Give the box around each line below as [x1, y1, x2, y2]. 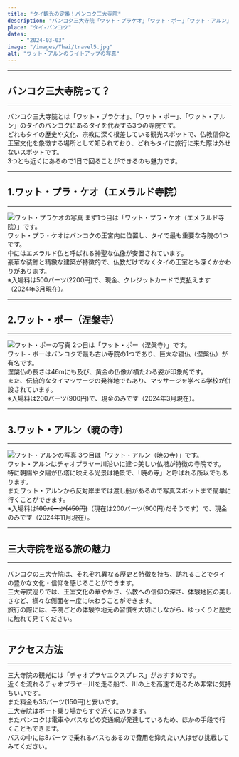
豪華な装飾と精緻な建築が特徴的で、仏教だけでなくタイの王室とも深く [7, 257, 213, 266]
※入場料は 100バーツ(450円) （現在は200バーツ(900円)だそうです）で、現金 [7, 504, 228, 513]
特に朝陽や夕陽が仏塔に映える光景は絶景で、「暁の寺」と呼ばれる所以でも [7, 468, 223, 478]
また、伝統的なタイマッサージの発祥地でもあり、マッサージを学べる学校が [7, 376, 225, 385]
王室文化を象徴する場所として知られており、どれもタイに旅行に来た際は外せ [7, 138, 231, 147]
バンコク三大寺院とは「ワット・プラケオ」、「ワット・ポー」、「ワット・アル [7, 112, 226, 120]
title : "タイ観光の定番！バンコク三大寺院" [7, 10, 122, 18]
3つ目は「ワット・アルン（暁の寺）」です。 [78, 450, 203, 460]
